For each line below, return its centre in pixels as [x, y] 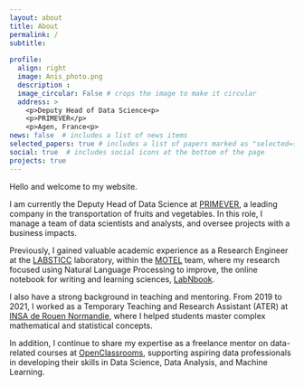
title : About [34, 26]
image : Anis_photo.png [60, 77]
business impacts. [43, 232]
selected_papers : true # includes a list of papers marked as [129, 144]
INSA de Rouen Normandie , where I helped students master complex [138, 315]
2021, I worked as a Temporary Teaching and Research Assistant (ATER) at [149, 306]
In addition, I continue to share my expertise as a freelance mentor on [139, 343]
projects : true [38, 160]
